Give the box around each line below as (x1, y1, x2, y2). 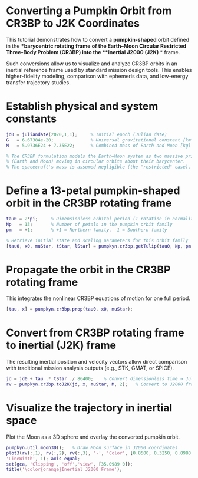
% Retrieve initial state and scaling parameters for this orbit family (6, 238, 189, 243)
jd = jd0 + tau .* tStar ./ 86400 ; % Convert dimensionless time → (6, 376, 183, 382)
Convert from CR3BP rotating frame (6, 326, 184, 339)
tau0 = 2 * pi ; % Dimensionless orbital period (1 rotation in (6, 216, 170, 222)
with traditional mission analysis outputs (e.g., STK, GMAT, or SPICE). (6, 364, 174, 372)
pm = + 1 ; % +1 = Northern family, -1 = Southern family (6, 227, 167, 233)
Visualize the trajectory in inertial (6, 401, 173, 415)
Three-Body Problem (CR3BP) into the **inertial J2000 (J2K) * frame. (6, 48, 180, 55)
